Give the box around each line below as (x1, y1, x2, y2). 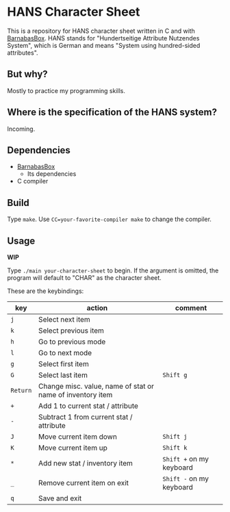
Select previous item (38, 326, 105, 335)
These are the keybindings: (7, 287, 84, 295)
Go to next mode (38, 348, 92, 357)
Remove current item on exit (38, 478, 129, 487)
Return (10, 387, 32, 394)
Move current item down (38, 432, 118, 441)
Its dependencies (27, 170, 77, 178)
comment (175, 303, 207, 312)
